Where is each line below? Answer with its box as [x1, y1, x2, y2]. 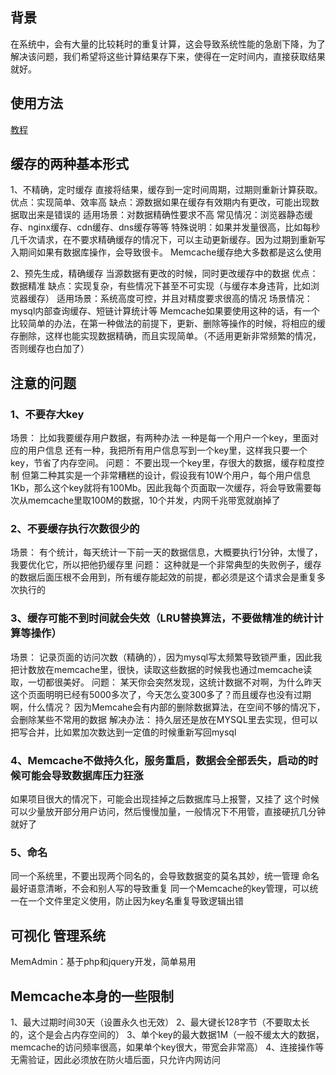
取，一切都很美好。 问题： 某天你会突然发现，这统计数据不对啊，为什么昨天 [10, 676, 322, 688]
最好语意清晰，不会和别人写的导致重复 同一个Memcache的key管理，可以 [10, 883, 310, 895]
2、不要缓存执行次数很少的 [10, 522, 140, 536]
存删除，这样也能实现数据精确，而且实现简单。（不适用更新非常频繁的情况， [10, 330, 322, 342]
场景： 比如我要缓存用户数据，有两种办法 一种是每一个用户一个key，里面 [10, 432, 310, 444]
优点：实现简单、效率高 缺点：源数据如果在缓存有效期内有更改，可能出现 [10, 196, 311, 208]
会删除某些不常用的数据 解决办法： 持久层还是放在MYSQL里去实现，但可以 [10, 713, 318, 725]
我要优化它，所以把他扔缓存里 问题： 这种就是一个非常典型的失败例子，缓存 [10, 559, 322, 571]
